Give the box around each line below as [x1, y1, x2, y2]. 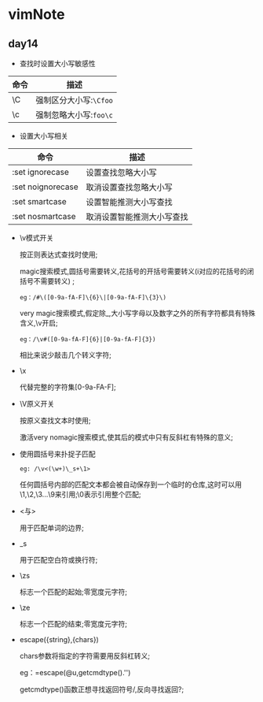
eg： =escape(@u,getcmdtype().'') [19, 668, 131, 677]
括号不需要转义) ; [19, 277, 75, 285]
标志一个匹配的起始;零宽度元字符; [19, 587, 128, 596]
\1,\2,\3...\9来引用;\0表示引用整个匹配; [19, 490, 141, 499]
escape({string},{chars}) [19, 635, 100, 644]
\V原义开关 [19, 399, 55, 408]
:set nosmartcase [12, 211, 76, 221]
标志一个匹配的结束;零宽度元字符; [19, 619, 128, 628]
